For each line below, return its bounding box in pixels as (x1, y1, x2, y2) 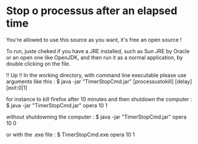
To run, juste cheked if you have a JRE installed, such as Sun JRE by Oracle (6, 47, 190, 54)
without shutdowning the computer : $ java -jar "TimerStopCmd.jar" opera (6, 113, 187, 120)
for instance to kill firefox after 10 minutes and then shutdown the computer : (6, 96, 193, 103)
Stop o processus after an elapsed (6, 4, 177, 18)
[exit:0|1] (6, 84, 28, 91)
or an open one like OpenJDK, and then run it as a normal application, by (6, 54, 183, 61)
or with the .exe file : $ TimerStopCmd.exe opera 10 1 (6, 131, 135, 138)
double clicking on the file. (6, 60, 71, 67)
